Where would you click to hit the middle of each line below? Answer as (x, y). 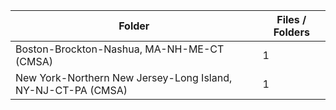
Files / (291, 19)
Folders (291, 32)
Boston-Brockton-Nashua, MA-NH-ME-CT (120, 49)
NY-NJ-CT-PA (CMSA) (71, 90)
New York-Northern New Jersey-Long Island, (124, 77)
